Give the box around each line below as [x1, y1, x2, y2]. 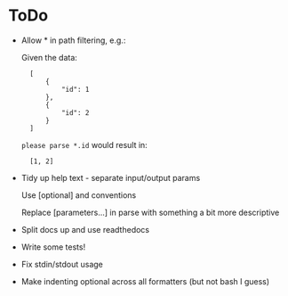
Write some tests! [20, 242, 86, 252]
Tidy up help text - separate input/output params [20, 172, 201, 183]
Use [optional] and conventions [20, 189, 137, 201]
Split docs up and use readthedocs [20, 224, 150, 234]
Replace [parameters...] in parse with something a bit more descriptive [20, 207, 280, 218]
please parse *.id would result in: [20, 139, 148, 150]
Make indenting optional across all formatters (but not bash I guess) [20, 275, 270, 286]
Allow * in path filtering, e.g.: [20, 35, 126, 45]
